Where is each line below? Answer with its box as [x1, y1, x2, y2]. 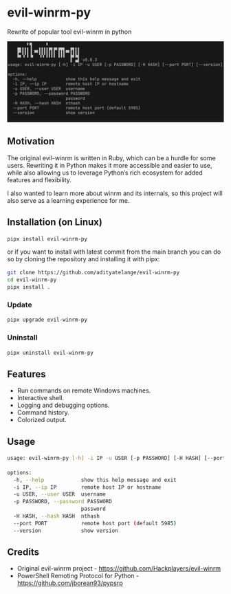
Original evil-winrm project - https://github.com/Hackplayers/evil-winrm [16, 564, 221, 573]
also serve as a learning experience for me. [7, 196, 130, 204]
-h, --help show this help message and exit [13, 476, 177, 483]
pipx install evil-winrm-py [7, 235, 88, 242]
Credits [7, 547, 40, 558]
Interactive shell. [16, 394, 64, 402]
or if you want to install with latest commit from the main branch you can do [7, 247, 221, 256]
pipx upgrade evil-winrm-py [7, 316, 88, 324]
